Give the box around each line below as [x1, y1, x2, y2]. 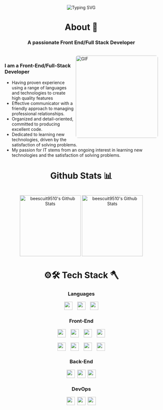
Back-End [69, 358, 93, 365]
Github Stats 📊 [50, 170, 112, 181]
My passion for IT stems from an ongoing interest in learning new [11, 147, 143, 153]
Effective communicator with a [11, 100, 73, 106]
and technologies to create [11, 90, 66, 96]
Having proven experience [11, 80, 65, 85]
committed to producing [11, 121, 60, 127]
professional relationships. [11, 110, 65, 117]
